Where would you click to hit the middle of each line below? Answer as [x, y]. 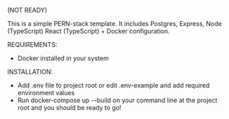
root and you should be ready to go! [69, 107]
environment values [46, 93]
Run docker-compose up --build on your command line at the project [117, 100]
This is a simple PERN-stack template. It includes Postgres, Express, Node [115, 23]
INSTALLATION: [30, 72]
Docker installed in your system [63, 58]
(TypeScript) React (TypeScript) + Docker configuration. [89, 31]
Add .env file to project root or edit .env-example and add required [113, 85]
